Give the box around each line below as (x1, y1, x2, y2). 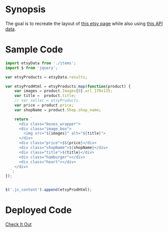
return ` (14, 116, 33, 122)
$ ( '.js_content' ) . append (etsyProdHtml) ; (5, 187, 93, 192)
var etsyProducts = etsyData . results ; (5, 74, 88, 80)
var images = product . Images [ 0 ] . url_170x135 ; (14, 88, 113, 94)
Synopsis (5, 4, 46, 15)
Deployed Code (5, 204, 72, 216)
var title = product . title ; (14, 93, 76, 98)
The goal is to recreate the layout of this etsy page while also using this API (5, 20, 163, 27)
